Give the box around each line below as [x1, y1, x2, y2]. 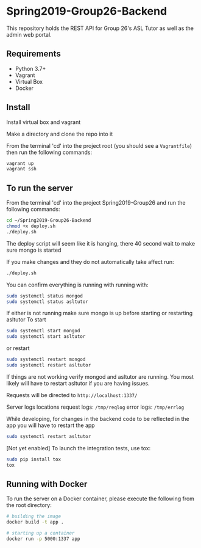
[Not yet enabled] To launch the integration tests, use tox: [6, 444, 151, 451]
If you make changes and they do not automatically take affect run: [6, 258, 174, 265]
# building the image [6, 513, 62, 520]
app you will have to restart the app [6, 422, 96, 429]
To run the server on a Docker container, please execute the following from [6, 495, 195, 502]
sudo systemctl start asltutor [6, 334, 86, 340]
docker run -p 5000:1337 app [6, 536, 80, 542]
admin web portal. [6, 31, 52, 38]
